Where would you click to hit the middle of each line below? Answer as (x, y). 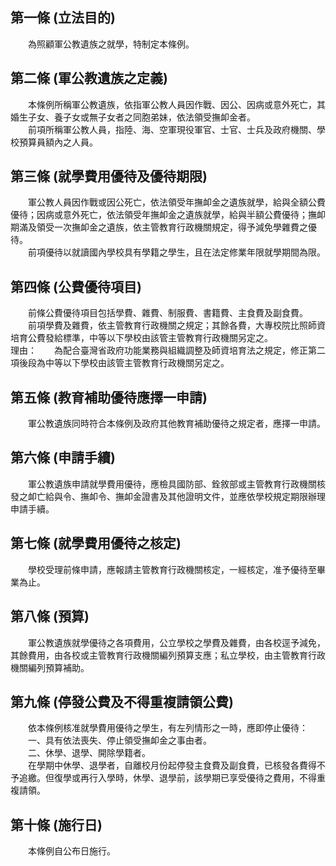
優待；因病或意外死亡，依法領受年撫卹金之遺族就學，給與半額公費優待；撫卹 (168, 215)
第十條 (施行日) (56, 824)
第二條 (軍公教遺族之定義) (89, 78)
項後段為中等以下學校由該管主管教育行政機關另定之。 (120, 363)
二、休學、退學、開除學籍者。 (89, 753)
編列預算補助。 (58, 667)
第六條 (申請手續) (63, 458)
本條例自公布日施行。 (71, 851)
